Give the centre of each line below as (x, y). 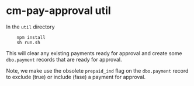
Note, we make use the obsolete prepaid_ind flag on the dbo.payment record (97, 70)
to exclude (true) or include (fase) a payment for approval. (76, 77)
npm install (31, 37)
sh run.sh (29, 42)
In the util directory (30, 27)
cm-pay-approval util (58, 11)
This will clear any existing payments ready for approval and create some (94, 53)
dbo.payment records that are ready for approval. (64, 59)
